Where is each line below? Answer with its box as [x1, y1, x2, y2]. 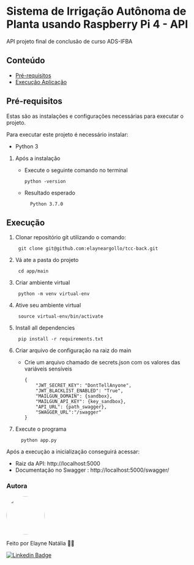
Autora [6, 482, 28, 490]
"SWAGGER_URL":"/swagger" [35, 409, 102, 415]
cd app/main [18, 268, 49, 274]
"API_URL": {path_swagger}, [35, 404, 107, 410]
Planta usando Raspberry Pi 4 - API [6, 17, 188, 31]
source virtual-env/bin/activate [18, 313, 103, 320]
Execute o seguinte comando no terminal [24, 166, 128, 174]
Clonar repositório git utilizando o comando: [15, 234, 127, 241]
